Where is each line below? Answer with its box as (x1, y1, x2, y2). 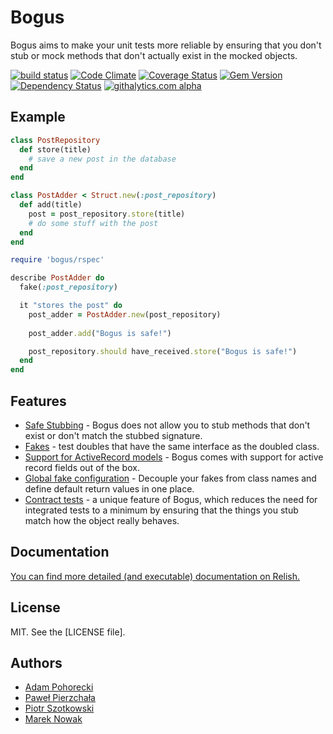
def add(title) (19, 200, 83, 210)
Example (10, 109, 66, 126)
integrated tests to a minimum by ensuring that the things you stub (24, 504, 299, 516)
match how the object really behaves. (24, 514, 180, 526)
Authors (10, 654, 63, 671)
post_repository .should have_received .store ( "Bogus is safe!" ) (28, 346, 298, 356)
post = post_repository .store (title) (28, 209, 186, 219)
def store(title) (19, 144, 92, 155)
